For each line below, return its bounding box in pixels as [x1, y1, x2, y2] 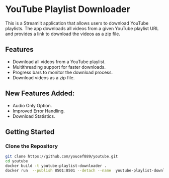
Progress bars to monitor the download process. [12, 69, 113, 75]
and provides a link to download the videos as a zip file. [5, 31, 121, 37]
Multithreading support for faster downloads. [12, 64, 106, 70]
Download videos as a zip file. [12, 74, 75, 81]
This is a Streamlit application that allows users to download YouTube [5, 20, 149, 26]
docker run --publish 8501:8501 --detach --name [5, 168, 112, 173]
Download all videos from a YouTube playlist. [12, 59, 106, 65]
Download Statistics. [12, 113, 55, 119]
